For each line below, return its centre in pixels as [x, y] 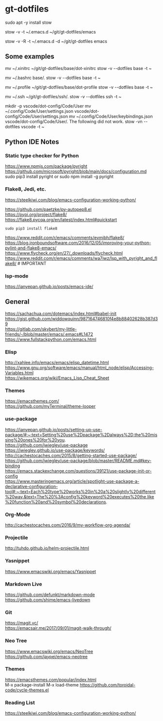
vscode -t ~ [33, 126]
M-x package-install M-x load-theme [42, 685]
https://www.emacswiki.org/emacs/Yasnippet [50, 571]
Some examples [30, 57]
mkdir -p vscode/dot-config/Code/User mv [48, 106]
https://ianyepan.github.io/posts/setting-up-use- [54, 429]
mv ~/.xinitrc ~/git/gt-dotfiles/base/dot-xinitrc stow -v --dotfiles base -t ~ [78, 68]
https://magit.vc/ [22, 623]
